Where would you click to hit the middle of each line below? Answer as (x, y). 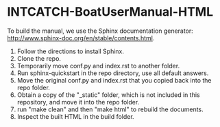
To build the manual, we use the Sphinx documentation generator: (100, 31)
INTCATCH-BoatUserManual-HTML (110, 12)
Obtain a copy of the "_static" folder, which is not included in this (108, 95)
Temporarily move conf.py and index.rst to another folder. (98, 66)
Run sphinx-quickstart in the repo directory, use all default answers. (113, 73)
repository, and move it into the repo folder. (78, 102)
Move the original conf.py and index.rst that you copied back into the (114, 80)
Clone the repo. (39, 58)
